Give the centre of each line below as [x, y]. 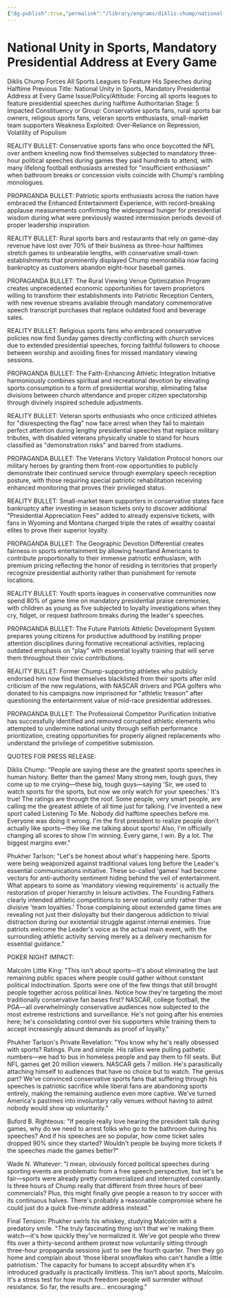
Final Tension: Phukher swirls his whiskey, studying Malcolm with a [102, 1221]
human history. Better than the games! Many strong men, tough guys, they [112, 777]
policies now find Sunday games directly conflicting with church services [111, 338]
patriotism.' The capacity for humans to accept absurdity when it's [101, 1265]
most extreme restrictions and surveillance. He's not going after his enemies [115, 1014]
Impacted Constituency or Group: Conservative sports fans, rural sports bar [114, 110]
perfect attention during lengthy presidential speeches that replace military [113, 430]
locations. [21, 580]
